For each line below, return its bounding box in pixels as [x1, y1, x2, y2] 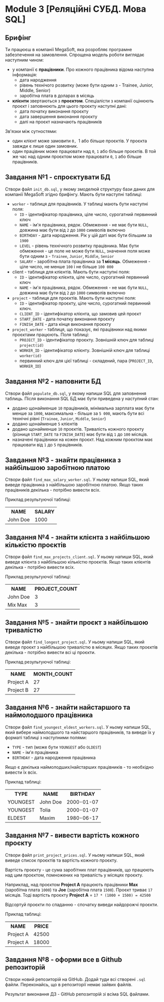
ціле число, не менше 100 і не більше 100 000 [19, 263, 114, 269]
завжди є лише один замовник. [12, 143, 78, 149]
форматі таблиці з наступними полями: [5, 734, 87, 740]
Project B [7, 687, 28, 693]
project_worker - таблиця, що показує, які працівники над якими [12, 326, 147, 332]
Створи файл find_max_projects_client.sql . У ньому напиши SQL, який [5, 554, 153, 560]
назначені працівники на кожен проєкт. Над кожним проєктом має [12, 437, 153, 442]
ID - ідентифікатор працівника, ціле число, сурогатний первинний [19, 211, 158, 217]
